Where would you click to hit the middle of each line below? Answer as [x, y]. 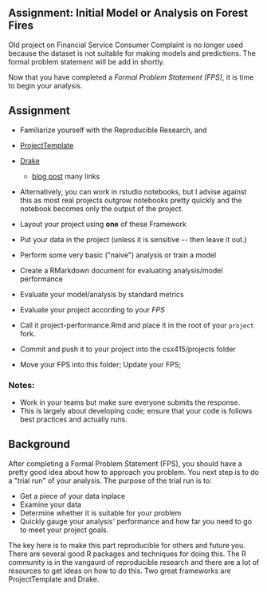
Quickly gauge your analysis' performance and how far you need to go [136, 521]
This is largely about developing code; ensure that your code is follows [136, 410]
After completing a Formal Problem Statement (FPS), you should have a [125, 463]
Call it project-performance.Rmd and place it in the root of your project [137, 325]
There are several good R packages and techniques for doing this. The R [128, 554]
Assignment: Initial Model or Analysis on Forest [128, 13]
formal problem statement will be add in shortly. [86, 61]
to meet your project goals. [64, 530]
